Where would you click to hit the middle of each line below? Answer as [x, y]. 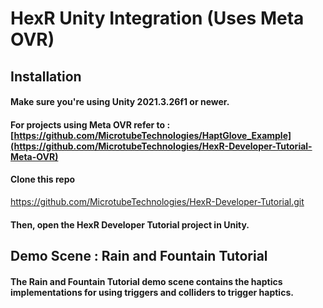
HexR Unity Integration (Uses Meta [157, 18]
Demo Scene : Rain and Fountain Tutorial [139, 255]
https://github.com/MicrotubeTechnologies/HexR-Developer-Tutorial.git [157, 201]
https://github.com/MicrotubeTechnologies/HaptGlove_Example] [152, 135]
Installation [46, 76]
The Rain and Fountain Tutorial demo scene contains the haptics [146, 281]
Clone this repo [43, 179]
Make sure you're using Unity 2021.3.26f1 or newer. [120, 102]
